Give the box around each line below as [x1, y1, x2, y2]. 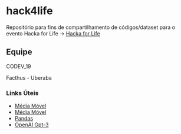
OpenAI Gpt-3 [14, 121, 49, 128]
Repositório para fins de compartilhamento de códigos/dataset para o [6, 24, 176, 31]
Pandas [14, 115, 34, 122]
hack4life [6, 4, 53, 18]
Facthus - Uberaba [6, 74, 52, 81]
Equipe [6, 47, 32, 57]
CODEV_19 [6, 63, 31, 70]
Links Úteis [6, 89, 39, 97]
